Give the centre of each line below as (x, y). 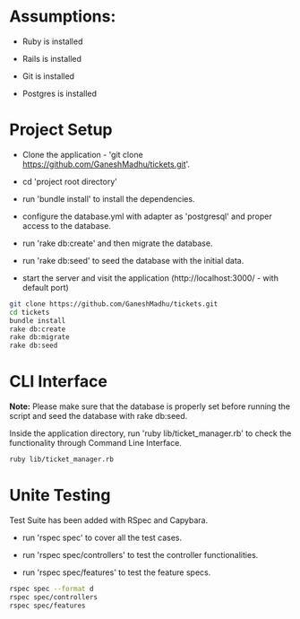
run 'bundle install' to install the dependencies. (108, 198)
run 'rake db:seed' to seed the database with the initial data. (133, 260)
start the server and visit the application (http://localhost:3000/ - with (150, 278)
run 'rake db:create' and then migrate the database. (117, 243)
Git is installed (48, 76)
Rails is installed (52, 58)
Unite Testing (60, 496)
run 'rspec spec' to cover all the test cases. (102, 537)
